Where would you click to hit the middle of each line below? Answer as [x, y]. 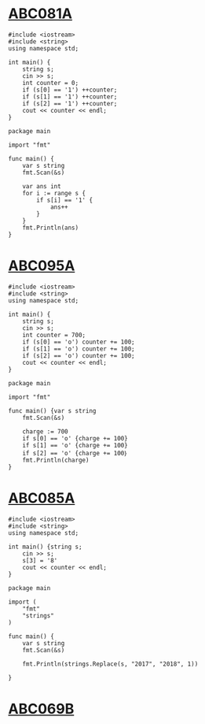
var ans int [42, 186]
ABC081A [40, 14]
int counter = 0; [51, 83]
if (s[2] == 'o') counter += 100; [79, 355]
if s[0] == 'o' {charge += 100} [75, 438]
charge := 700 [45, 431]
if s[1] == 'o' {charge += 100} [75, 445]
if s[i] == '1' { [64, 200]
